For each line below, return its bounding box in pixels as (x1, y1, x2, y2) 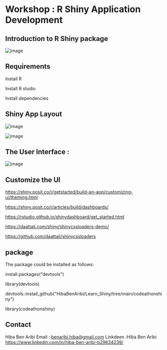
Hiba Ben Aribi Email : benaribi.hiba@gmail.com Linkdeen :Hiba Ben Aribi (5, 334, 157, 340)
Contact (5, 320, 31, 329)
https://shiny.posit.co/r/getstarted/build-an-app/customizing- (5, 189, 133, 195)
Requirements (5, 62, 50, 71)
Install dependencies (5, 95, 49, 101)
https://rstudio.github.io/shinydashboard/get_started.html (5, 214, 125, 220)
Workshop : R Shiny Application (5, 4, 141, 15)
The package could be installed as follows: (5, 261, 94, 268)
